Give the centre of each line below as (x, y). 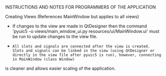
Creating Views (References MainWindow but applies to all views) (72, 16)
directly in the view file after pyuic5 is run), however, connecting (87, 55)
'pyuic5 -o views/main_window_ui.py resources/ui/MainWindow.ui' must (86, 31)
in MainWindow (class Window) (44, 59)
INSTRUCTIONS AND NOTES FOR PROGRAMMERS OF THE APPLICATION (81, 7)
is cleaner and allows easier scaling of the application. (60, 68)
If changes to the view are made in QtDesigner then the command (80, 26)
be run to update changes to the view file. (55, 37)
